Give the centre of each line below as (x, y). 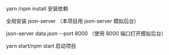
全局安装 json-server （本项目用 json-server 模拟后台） (73, 21)
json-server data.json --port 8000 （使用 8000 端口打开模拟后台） (86, 33)
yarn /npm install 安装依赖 (37, 8)
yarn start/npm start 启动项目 (41, 46)
